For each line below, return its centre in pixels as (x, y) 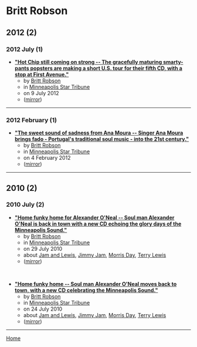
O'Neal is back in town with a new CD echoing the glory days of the (98, 224)
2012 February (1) (32, 120)
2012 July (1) (25, 49)
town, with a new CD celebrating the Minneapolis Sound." (86, 290)
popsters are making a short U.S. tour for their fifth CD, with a (106, 68)
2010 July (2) (26, 205)
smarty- (173, 62)
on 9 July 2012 (41, 93)
